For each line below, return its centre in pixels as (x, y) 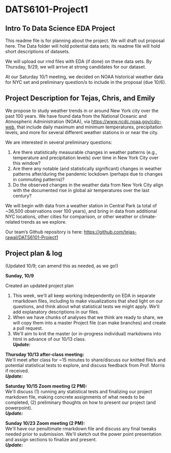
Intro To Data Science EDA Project (60, 28)
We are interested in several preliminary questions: (59, 142)
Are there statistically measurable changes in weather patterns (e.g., (85, 152)
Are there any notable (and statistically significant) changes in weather (87, 168)
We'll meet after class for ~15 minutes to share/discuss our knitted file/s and (85, 360)
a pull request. (28, 328)
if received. (17, 371)
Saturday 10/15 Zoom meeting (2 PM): (46, 386)
